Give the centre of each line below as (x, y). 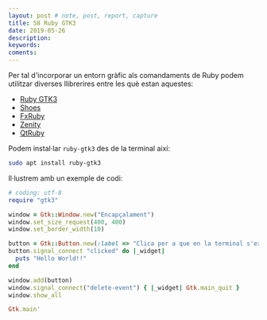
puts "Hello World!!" (51, 259)
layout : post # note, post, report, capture (83, 16)
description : (30, 38)
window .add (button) (41, 280)
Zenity (30, 125)
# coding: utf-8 (35, 193)
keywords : (25, 45)
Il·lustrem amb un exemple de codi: (66, 178)
